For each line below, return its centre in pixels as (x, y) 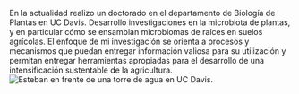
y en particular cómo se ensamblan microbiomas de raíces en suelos (136, 32)
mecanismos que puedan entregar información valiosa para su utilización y (148, 51)
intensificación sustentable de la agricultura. (91, 70)
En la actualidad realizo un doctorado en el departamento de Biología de (142, 13)
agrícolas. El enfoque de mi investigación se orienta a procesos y (129, 41)
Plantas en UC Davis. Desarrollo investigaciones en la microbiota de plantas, (150, 22)
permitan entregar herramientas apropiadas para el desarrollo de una (137, 60)
